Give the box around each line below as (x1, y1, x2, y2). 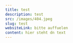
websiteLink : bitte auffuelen (5, 26, 68, 31)
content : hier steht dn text (5, 30, 66, 35)
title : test (5, 7, 30, 12)
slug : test (5, 21, 28, 26)
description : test (5, 12, 43, 17)
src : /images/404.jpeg (5, 16, 52, 21)
